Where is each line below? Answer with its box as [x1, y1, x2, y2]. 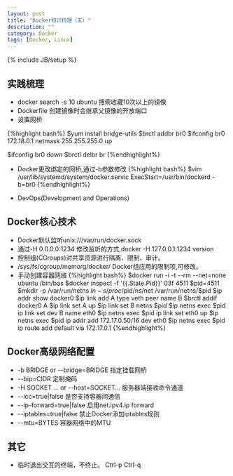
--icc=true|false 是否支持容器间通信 [17, 392, 120, 400]
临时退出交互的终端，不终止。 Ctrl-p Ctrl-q [17, 461, 141, 469]
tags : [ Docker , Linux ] [7, 37, 73, 44]
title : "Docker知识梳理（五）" [7, 17, 91, 24]
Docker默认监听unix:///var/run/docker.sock [17, 236, 142, 244]
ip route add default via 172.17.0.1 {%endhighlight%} [17, 324, 167, 332]
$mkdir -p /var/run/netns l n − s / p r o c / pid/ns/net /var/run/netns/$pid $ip [17, 286, 223, 295]
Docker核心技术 [7, 216, 77, 228]
